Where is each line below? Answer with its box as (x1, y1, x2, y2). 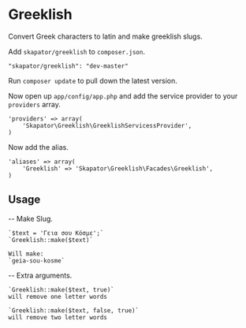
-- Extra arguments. (8, 270, 73, 280)
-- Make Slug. (8, 214, 54, 223)
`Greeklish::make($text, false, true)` (8, 306, 140, 315)
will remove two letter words (8, 313, 108, 321)
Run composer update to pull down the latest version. (8, 76, 177, 85)
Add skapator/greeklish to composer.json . (8, 47, 146, 56)
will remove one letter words (8, 293, 108, 300)
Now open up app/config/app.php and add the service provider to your (8, 91, 238, 100)
